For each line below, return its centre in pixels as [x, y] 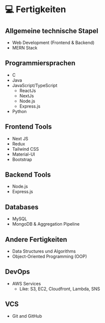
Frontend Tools [29, 127]
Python [19, 111]
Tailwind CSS [25, 149]
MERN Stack [25, 48]
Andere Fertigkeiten [36, 240]
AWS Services [26, 283]
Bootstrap [22, 159]
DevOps [18, 272]
